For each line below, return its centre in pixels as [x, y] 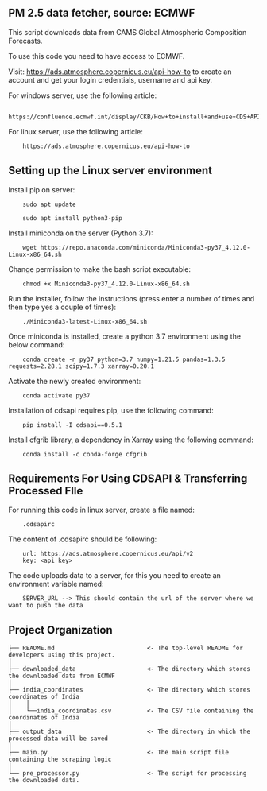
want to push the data [46, 606]
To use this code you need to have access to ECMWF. [97, 56]
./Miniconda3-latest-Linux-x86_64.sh [85, 321]
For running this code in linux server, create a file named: [101, 510]
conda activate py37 [56, 395]
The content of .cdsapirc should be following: [83, 539]
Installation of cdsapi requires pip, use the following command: [111, 410]
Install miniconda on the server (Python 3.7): [81, 233]
